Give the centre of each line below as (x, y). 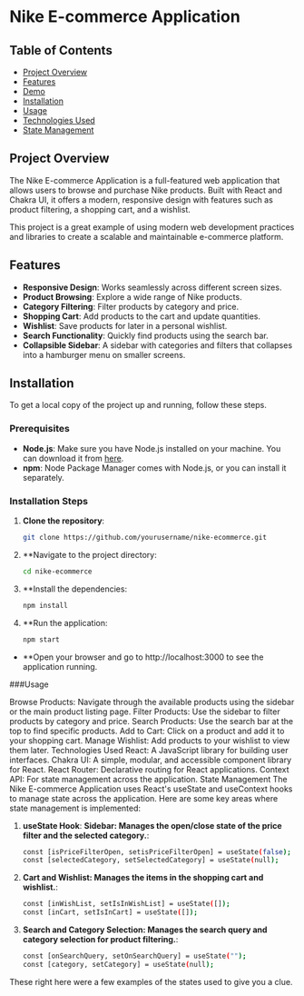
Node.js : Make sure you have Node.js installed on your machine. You (152, 448)
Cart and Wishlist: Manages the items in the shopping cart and (143, 878)
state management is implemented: (75, 808)
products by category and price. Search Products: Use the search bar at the (152, 721)
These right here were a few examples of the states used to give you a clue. (151, 981)
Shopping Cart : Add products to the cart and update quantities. (142, 316)
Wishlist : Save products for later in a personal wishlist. (125, 325)
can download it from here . (73, 458)
